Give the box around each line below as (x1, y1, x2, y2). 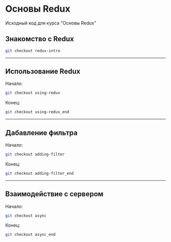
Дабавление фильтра (5, 128, 78, 137)
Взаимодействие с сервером (5, 190, 104, 199)
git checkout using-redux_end (5, 110, 70, 115)
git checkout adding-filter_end (5, 171, 74, 176)
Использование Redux (5, 67, 80, 76)
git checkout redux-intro (5, 48, 60, 53)
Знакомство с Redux (5, 35, 74, 43)
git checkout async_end (5, 232, 56, 237)
